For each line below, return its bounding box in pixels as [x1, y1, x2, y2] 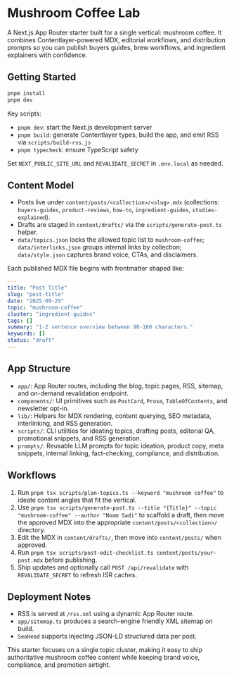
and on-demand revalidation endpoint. [17, 389, 129, 398]
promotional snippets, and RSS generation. [17, 434, 142, 442]
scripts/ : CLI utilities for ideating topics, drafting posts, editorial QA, [17, 426, 216, 435]
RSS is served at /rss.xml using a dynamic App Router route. [17, 610, 195, 618]
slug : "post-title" [7, 291, 65, 298]
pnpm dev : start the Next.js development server [17, 123, 152, 131]
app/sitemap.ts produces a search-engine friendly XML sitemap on [17, 617, 213, 625]
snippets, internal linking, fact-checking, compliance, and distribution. [17, 449, 220, 457]
